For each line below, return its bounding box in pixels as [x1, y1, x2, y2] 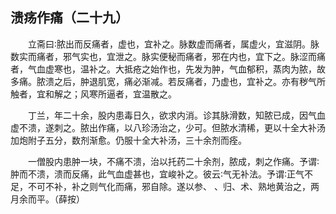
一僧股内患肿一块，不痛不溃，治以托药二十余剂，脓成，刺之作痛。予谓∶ [28, 155, 320, 167]
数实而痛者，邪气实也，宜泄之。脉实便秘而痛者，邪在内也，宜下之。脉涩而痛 [10, 50, 326, 62]
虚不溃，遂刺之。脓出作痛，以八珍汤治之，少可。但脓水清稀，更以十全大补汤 [10, 121, 326, 133]
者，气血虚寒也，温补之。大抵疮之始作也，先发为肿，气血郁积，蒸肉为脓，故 [10, 63, 326, 75]
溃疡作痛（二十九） [10, 9, 129, 27]
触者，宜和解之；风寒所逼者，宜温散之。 [10, 88, 177, 100]
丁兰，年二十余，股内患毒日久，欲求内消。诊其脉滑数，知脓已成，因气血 [28, 109, 326, 121]
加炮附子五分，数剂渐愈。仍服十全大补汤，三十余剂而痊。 [10, 134, 247, 146]
